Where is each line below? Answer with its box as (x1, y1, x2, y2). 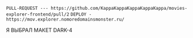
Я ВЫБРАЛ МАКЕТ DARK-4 (6, 26, 73, 33)
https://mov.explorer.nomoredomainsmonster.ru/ (6, 17, 125, 22)
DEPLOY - (70, 12, 92, 17)
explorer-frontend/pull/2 (6, 12, 69, 17)
